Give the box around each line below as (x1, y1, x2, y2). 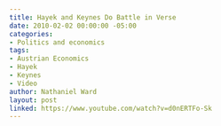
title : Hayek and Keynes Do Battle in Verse (9, 12, 177, 22)
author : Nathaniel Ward (9, 87, 98, 96)
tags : (9, 46, 29, 55)
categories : (9, 29, 53, 38)
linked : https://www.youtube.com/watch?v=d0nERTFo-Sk (9, 104, 213, 113)
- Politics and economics (9, 37, 105, 47)
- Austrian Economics (9, 54, 90, 63)
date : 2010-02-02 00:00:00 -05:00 (9, 21, 138, 30)
